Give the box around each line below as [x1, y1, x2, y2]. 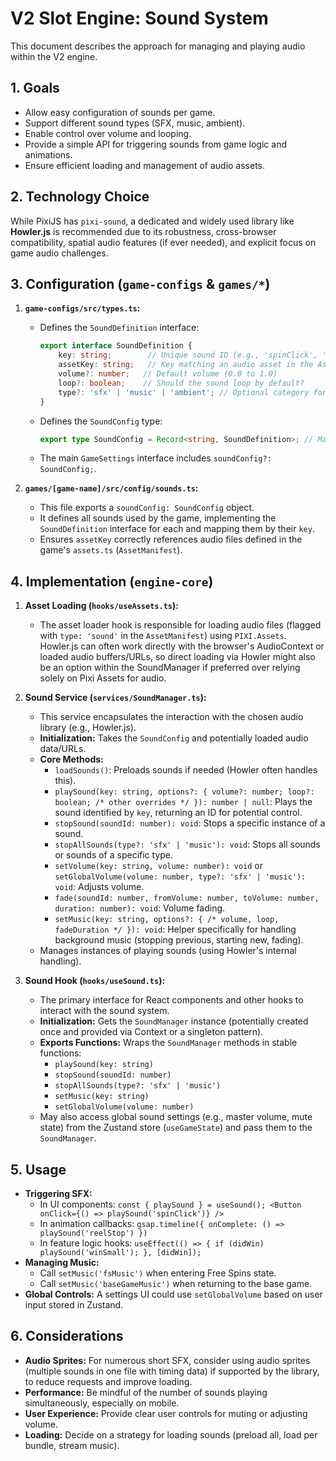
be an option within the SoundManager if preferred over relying [39, 662, 301, 674]
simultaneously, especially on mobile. [24, 1397, 180, 1409]
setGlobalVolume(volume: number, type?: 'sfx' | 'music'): [54, 872, 307, 882]
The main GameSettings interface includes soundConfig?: [39, 452, 272, 464]
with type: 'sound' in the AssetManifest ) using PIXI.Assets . [39, 630, 287, 642]
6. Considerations [10, 1328, 124, 1345]
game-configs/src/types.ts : [24, 302, 141, 314]
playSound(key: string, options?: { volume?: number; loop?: [54, 787, 315, 797]
